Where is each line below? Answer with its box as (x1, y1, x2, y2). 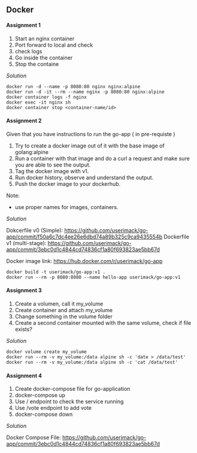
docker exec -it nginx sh (6, 99, 71, 105)
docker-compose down (14, 410, 73, 418)
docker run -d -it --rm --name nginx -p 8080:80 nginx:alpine (6, 89, 165, 95)
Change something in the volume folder (14, 313, 113, 320)
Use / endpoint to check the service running (14, 398, 124, 405)
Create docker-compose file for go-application (14, 385, 131, 392)
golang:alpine (14, 148, 49, 155)
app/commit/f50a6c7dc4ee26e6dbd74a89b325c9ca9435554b (6, 233, 163, 240)
